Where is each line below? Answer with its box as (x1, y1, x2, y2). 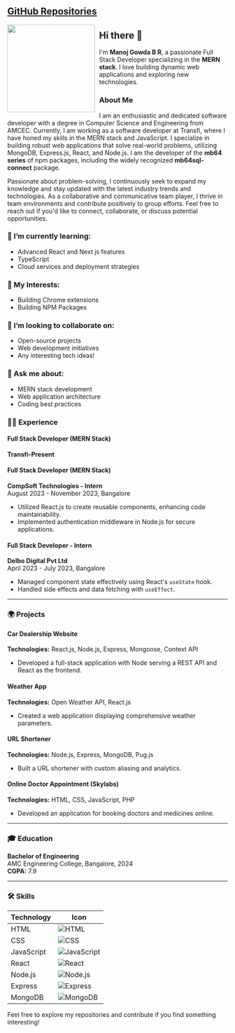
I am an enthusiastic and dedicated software (99, 111, 227, 120)
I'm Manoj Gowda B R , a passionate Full (99, 48, 213, 57)
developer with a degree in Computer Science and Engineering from (7, 118, 204, 127)
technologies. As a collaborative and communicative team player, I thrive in (7, 192, 223, 200)
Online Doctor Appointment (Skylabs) (7, 780, 119, 789)
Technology (10, 912, 51, 922)
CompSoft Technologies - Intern (7, 482, 103, 490)
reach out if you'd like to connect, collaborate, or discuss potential (7, 207, 198, 215)
